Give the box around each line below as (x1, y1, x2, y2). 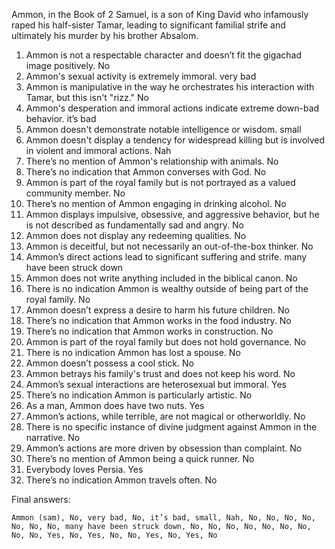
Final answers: (11, 494, 71, 505)
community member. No (25, 187, 126, 199)
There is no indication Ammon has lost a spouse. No (25, 347, 241, 358)
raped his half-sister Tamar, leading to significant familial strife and (11, 19, 286, 31)
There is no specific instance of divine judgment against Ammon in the (25, 421, 318, 433)
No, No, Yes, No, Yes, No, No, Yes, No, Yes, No (11, 530, 218, 540)
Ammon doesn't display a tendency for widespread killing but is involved (25, 134, 326, 146)
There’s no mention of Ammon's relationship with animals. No (25, 155, 279, 167)
